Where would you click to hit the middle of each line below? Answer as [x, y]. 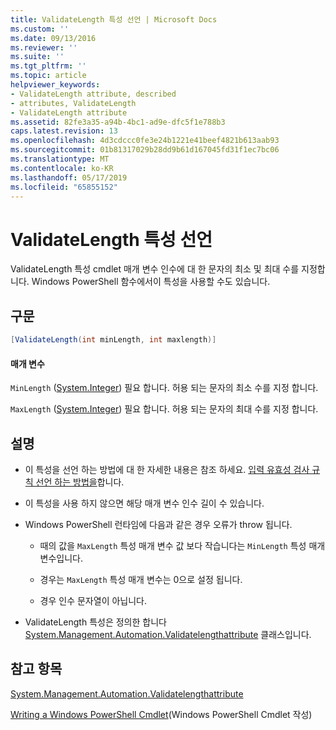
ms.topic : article [48, 76]
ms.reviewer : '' [44, 47]
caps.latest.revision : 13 [64, 131]
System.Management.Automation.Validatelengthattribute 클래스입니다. [168, 635]
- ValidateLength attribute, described [93, 94]
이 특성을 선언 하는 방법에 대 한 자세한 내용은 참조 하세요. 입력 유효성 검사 [167, 470]
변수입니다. [61, 558]
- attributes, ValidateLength [73, 103]
